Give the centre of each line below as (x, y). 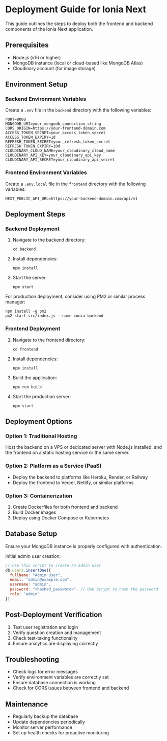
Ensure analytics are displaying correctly (55, 643)
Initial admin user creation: (33, 556)
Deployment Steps (35, 214)
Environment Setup (36, 85)
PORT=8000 (16, 119)
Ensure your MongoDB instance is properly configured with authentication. (84, 546)
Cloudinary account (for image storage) (54, 68)
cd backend (24, 249)
